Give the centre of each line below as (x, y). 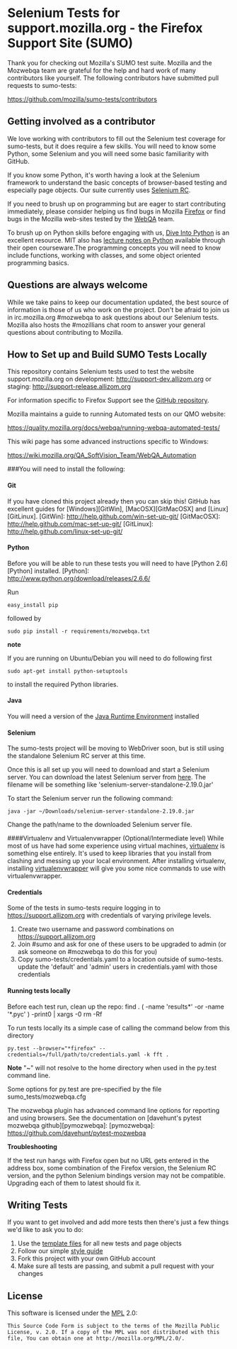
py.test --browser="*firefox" (52, 1048)
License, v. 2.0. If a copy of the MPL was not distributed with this (114, 1332)
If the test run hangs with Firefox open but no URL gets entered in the (108, 1160)
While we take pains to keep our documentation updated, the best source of (118, 302)
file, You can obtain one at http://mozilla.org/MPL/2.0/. (96, 1338)
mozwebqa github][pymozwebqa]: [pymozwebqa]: (81, 1125)
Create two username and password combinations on (96, 929)
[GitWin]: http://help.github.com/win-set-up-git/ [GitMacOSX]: (130, 516)
